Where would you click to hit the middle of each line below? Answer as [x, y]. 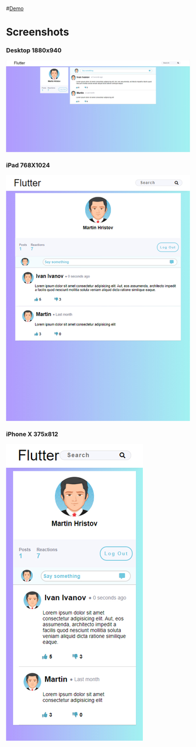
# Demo [15, 8]
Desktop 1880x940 [34, 50]
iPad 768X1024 [28, 165]
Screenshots [38, 32]
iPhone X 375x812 [32, 434]
